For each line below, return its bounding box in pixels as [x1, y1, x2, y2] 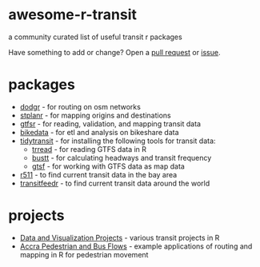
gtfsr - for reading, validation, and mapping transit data [19, 118, 202, 129]
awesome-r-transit [8, 6, 138, 24]
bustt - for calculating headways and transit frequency [31, 153, 212, 162]
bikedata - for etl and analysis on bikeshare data [19, 127, 179, 137]
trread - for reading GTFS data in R [31, 144, 146, 153]
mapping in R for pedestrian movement [19, 249, 149, 259]
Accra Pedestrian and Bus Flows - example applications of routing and [19, 241, 253, 251]
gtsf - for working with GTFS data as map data [31, 161, 186, 171]
